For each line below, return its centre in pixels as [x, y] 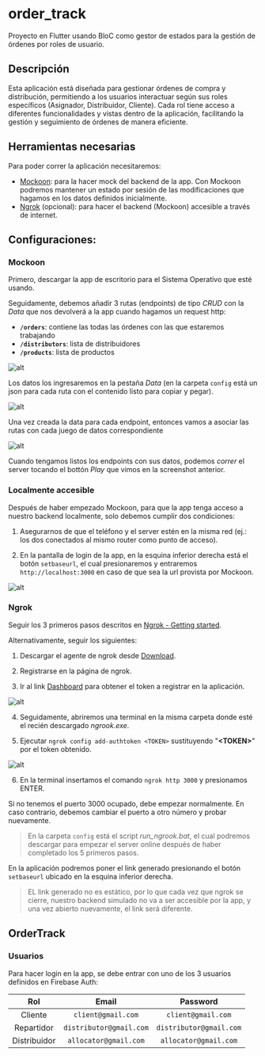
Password [199, 1001]
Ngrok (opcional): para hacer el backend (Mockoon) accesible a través [135, 206]
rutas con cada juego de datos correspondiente [86, 431]
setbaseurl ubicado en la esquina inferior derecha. [91, 876]
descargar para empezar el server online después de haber [124, 844]
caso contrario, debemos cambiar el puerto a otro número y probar [117, 812]
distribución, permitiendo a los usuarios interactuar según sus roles [118, 97]
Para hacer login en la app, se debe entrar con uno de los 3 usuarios [120, 973]
